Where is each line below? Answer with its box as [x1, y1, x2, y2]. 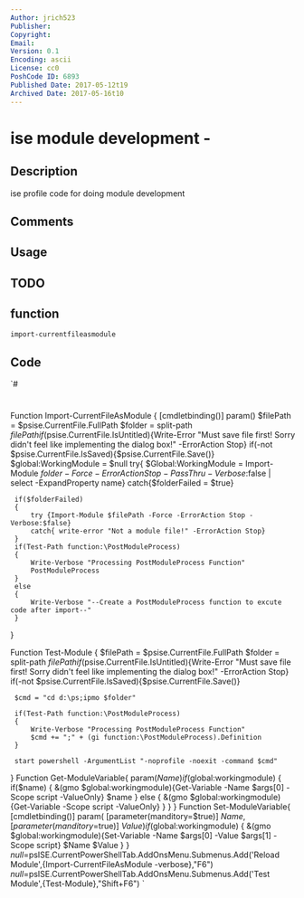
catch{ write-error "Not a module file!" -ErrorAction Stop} [30, 526, 266, 536]
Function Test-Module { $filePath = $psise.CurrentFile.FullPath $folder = [10, 648, 280, 658]
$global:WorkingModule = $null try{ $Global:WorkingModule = [10, 458, 243, 469]
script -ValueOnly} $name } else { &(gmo [36, 792, 188, 803]
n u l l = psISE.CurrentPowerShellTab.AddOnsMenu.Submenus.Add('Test [10, 869, 271, 880]
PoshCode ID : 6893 [10, 72, 80, 81]
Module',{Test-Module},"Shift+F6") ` [10, 878, 146, 889]
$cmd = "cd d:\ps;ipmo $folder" [14, 694, 137, 703]
